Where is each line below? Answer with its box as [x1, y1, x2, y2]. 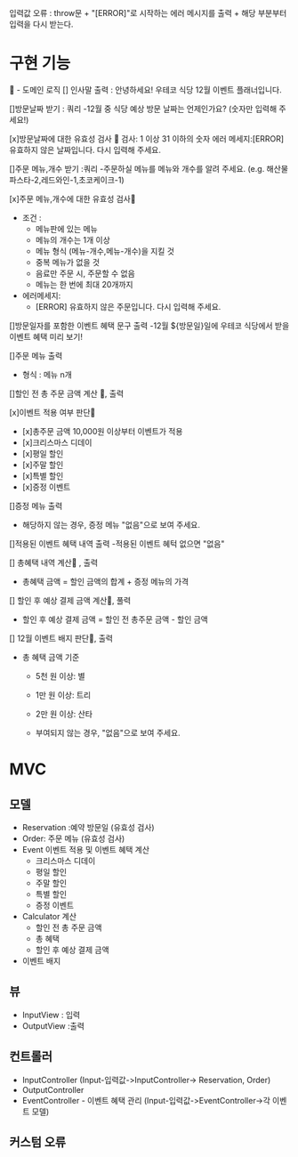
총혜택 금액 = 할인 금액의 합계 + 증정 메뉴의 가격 [21, 576, 189, 587]
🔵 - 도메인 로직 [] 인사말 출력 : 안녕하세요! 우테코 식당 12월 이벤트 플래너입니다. [9, 84, 282, 95]
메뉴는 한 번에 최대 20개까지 [35, 279, 133, 289]
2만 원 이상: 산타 [35, 708, 93, 719]
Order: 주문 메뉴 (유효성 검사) [21, 833, 125, 844]
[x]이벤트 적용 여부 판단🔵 [9, 407, 96, 417]
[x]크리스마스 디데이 [21, 437, 93, 448]
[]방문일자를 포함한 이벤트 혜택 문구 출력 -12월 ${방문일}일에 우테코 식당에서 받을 [9, 320, 290, 331]
